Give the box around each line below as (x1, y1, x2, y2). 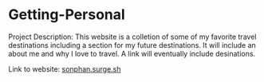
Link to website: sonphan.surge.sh (8, 64, 121, 73)
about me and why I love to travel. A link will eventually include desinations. (8, 49, 256, 58)
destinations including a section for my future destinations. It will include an (8, 40, 257, 49)
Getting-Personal (8, 6, 125, 24)
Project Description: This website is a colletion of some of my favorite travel (8, 32, 257, 41)
